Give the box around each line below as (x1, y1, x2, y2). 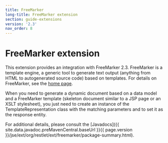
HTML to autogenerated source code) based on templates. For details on (5, 75, 157, 81)
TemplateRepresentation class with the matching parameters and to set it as (5, 106, 163, 112)
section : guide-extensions (5, 17, 62, 22)
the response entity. (5, 112, 47, 118)
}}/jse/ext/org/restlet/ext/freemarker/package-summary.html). (5, 132, 135, 138)
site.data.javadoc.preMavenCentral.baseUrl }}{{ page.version (5, 127, 133, 133)
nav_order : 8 (5, 26, 33, 31)
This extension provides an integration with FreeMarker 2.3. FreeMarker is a (5, 64, 163, 70)
